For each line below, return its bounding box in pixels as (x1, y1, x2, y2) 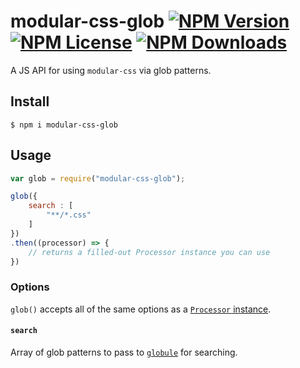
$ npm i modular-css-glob (10, 120, 118, 130)
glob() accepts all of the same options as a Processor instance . (10, 303, 272, 315)
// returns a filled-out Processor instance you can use (28, 247, 271, 257)
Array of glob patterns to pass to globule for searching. (10, 346, 238, 358)
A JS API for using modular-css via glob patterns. (10, 64, 212, 76)
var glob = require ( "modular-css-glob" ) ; (10, 173, 186, 184)
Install (10, 93, 50, 110)
